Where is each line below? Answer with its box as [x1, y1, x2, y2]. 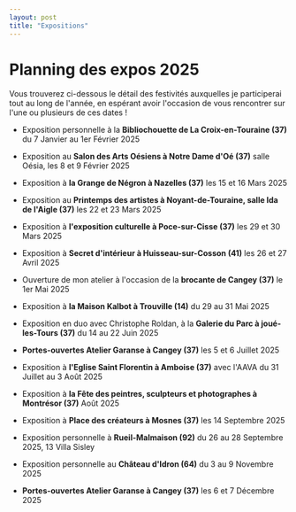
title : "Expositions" [9, 21, 89, 30]
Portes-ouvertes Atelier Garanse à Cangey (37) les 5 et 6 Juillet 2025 [21, 345, 280, 355]
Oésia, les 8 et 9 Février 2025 [21, 160, 130, 171]
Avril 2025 [21, 258, 60, 268]
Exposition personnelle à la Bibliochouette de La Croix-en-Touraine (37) [21, 125, 287, 136]
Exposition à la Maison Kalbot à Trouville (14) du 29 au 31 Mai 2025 [21, 301, 269, 312]
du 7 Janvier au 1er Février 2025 [21, 134, 140, 144]
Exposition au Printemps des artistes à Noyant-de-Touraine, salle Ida [21, 195, 278, 206]
